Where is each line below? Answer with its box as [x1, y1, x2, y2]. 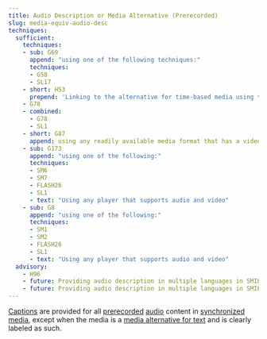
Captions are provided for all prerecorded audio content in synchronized [8, 306, 245, 316]
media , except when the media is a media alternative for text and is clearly [8, 315, 252, 324]
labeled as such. [8, 323, 62, 333]
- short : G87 [22, 129, 66, 137]
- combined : [22, 108, 62, 116]
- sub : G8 [22, 203, 56, 211]
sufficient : [15, 33, 56, 42]
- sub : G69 [22, 48, 59, 56]
